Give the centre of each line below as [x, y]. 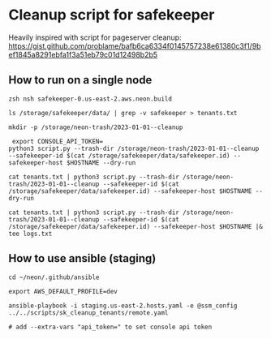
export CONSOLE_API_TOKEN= [58, 141]
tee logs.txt [30, 234]
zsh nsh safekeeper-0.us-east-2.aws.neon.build [90, 99]
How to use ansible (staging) [82, 258]
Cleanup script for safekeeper [112, 15]
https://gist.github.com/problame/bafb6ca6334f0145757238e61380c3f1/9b [135, 45]
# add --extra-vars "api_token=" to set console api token [110, 327]
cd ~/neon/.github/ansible [54, 277]
